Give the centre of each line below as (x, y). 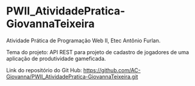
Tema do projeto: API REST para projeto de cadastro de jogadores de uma (97, 52)
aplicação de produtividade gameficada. (56, 58)
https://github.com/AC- (112, 70)
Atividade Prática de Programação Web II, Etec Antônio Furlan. (83, 40)
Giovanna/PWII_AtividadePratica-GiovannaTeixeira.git (72, 76)
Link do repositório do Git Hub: (44, 70)
